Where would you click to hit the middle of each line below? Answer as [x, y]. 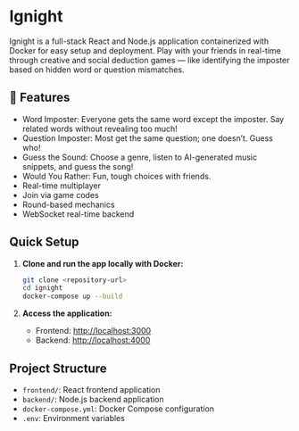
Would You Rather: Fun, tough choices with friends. [116, 176]
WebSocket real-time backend [78, 214]
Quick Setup [44, 242]
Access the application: [67, 313]
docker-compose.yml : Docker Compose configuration [118, 409]
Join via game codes [61, 195]
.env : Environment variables [73, 418]
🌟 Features [40, 98]
